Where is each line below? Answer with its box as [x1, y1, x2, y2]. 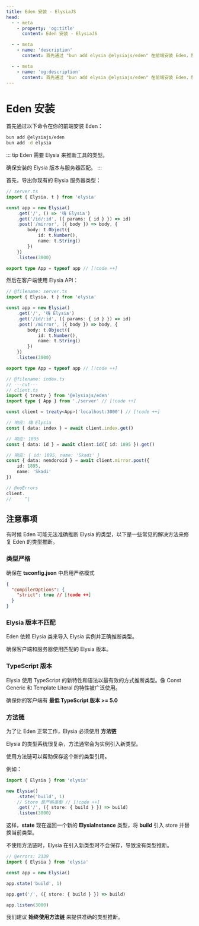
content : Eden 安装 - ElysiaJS [21, 31, 98, 37]
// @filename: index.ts [6, 376, 65, 382]
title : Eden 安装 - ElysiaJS [6, 8, 76, 15]
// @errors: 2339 [6, 853, 49, 859]
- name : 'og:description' [17, 69, 81, 75]
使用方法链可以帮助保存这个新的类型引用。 [6, 752, 110, 760]
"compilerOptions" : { [11, 587, 65, 593]
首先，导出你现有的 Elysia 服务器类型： [6, 177, 102, 184]
